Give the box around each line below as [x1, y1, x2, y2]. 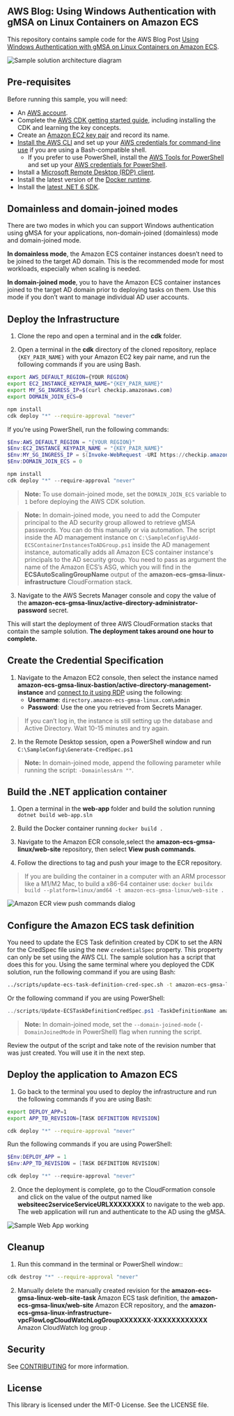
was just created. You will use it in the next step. [7, 1048, 146, 1057]
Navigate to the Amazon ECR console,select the [17, 838, 155, 846]
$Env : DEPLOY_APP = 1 [7, 1153, 68, 1161]
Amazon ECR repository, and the [95, 1301, 189, 1309]
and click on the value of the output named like [17, 1193, 153, 1201]
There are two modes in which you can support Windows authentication [7, 222, 214, 230]
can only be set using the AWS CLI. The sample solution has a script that [7, 953, 216, 962]
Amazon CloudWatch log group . [17, 1323, 111, 1331]
